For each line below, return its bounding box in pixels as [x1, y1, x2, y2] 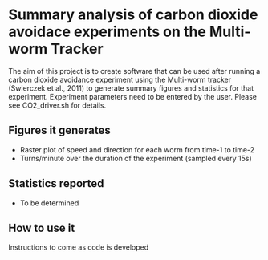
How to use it [8, 221, 75, 234]
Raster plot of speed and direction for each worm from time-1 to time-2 [19, 144, 255, 154]
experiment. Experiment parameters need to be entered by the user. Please [8, 91, 258, 101]
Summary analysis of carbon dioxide [8, 6, 258, 24]
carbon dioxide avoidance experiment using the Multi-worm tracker [8, 75, 232, 84]
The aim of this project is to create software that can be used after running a [8, 66, 261, 75]
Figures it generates [8, 124, 111, 137]
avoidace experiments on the [8, 22, 207, 41]
